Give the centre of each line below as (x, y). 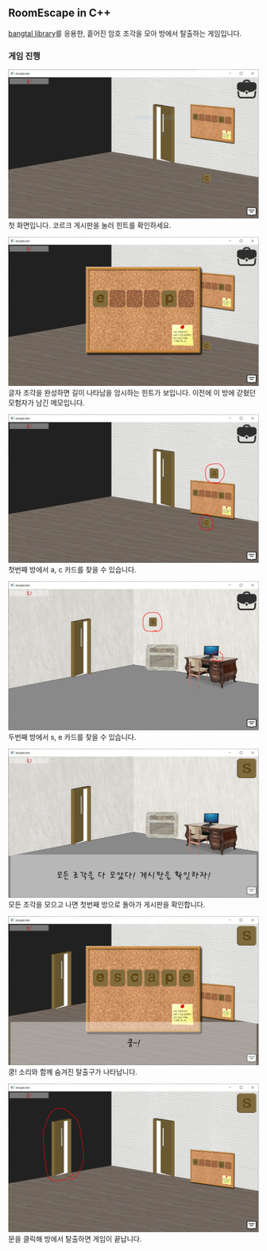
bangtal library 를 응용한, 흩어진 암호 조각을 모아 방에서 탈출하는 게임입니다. (125, 33)
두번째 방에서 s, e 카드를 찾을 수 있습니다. (72, 738)
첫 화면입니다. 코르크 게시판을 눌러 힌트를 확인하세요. (90, 225)
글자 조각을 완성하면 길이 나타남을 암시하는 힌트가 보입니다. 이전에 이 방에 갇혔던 (132, 392)
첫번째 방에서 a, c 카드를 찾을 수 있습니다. (72, 570)
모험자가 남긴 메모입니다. (46, 403)
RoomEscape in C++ (60, 13)
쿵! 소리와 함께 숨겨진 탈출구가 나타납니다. (73, 1072)
